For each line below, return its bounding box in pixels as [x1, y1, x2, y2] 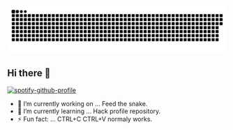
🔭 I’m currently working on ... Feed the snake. [17, 99, 148, 108]
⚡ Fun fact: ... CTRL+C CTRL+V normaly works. [17, 115, 152, 123]
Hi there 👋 [7, 67, 51, 79]
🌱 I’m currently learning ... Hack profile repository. [17, 107, 161, 115]
